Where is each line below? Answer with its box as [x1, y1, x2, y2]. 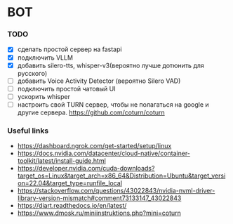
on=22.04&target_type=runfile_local [17, 179, 123, 187]
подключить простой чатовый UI [17, 84, 116, 93]
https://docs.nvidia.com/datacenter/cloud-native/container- [17, 149, 191, 158]
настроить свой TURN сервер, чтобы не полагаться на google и [17, 100, 209, 109]
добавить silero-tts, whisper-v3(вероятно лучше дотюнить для [17, 61, 205, 70]
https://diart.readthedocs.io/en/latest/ [17, 202, 127, 210]
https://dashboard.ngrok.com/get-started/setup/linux [17, 142, 172, 150]
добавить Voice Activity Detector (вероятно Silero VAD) [17, 77, 181, 85]
